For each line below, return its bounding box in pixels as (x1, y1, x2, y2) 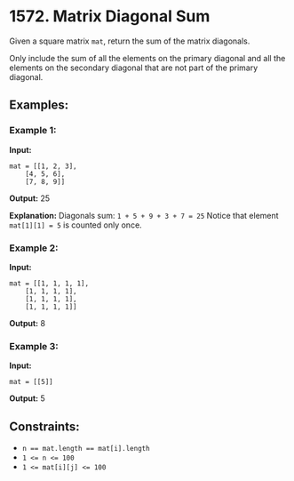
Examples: (9, 98, 69, 113)
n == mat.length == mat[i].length (21, 445, 150, 453)
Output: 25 (9, 193, 51, 204)
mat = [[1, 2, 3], (9, 162, 77, 171)
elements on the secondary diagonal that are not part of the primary (9, 62, 258, 73)
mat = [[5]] (9, 378, 53, 387)
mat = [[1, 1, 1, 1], (9, 278, 90, 288)
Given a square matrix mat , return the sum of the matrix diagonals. (9, 36, 250, 46)
